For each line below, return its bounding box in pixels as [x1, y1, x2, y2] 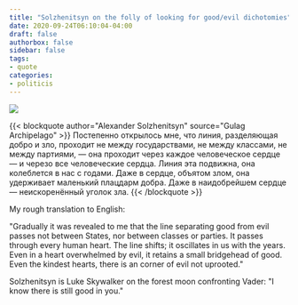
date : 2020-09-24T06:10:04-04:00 [9, 21, 133, 30]
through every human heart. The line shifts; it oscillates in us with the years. [9, 239, 286, 250]
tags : [9, 54, 29, 63]
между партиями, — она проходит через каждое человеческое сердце [9, 148, 281, 159]
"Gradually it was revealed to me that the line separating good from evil [9, 221, 270, 231]
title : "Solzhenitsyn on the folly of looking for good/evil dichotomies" [9, 12, 292, 22]
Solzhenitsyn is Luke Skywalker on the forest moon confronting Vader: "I [9, 276, 275, 286]
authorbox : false [9, 37, 74, 47]
